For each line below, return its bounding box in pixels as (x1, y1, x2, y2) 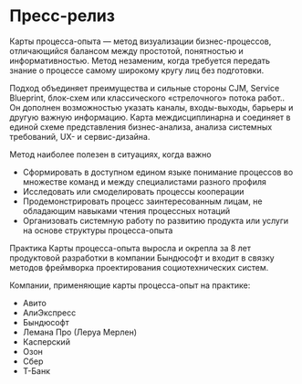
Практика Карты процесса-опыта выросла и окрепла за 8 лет (9, 242, 252, 253)
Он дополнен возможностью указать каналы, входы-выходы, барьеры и (9, 101, 294, 112)
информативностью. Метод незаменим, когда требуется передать (9, 55, 271, 66)
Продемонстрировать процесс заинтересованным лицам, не (22, 196, 263, 207)
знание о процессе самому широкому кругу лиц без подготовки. (9, 65, 265, 76)
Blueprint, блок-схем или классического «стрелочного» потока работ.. (9, 92, 286, 103)
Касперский (22, 336, 71, 347)
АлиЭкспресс (22, 307, 77, 318)
